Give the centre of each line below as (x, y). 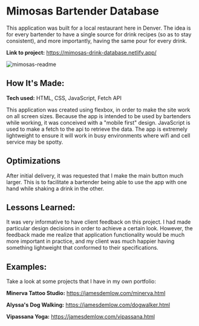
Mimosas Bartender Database (83, 11)
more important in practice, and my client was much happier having (90, 241)
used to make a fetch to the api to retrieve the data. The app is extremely (97, 129)
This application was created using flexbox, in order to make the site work (98, 110)
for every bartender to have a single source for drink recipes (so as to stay (99, 34)
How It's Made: (35, 83)
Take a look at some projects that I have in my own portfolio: (81, 281)
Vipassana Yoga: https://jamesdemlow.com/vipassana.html (81, 317)
